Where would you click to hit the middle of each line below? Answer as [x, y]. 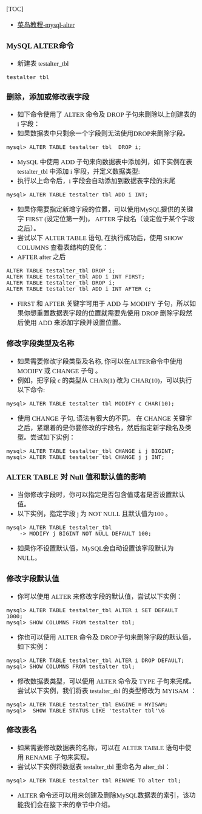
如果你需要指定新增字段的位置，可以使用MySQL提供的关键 [105, 210]
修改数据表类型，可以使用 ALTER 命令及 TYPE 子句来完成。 [106, 681]
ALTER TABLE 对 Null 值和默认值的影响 [76, 477]
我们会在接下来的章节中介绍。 [69, 805]
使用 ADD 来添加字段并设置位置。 [74, 323]
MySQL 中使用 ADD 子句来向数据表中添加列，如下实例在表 [105, 162]
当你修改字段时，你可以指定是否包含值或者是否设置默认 [101, 495]
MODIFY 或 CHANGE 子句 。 [59, 371]
